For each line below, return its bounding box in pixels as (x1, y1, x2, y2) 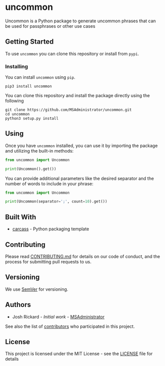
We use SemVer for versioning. (5, 286, 68, 292)
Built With (5, 212, 36, 221)
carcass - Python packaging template (12, 226, 89, 232)
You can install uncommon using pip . (5, 74, 76, 80)
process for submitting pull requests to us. (5, 259, 92, 264)
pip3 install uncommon (5, 84, 52, 89)
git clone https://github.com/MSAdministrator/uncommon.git (5, 107, 132, 112)
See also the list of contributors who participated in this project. (5, 323, 135, 329)
